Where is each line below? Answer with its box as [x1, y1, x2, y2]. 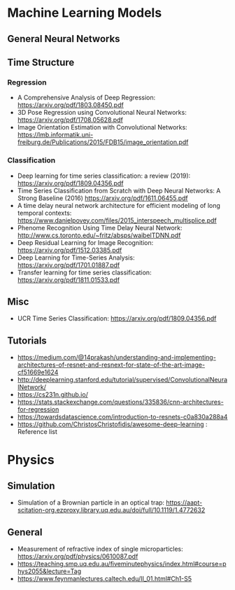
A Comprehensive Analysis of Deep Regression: [17, 93, 156, 102]
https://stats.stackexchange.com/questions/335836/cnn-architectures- [17, 398, 224, 407]
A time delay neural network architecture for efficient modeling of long [17, 201, 220, 209]
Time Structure [7, 56, 75, 68]
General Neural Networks [7, 33, 120, 45]
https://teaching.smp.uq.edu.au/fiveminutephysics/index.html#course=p [17, 560, 227, 568]
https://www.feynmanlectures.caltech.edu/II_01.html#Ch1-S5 [17, 575, 192, 582]
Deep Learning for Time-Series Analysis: [17, 253, 135, 262]
